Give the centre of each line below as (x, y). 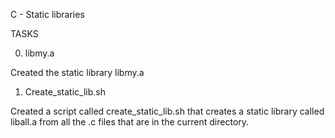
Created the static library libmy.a (77, 72)
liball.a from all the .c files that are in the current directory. (130, 122)
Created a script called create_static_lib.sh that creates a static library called (167, 111)
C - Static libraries (47, 14)
